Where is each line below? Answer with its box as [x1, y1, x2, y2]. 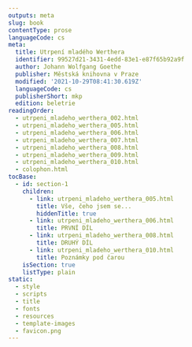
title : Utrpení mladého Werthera [15, 48, 125, 56]
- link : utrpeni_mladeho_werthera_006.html [28, 217, 175, 225]
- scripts [15, 290, 47, 298]
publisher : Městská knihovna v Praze [15, 70, 139, 78]
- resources [15, 312, 55, 320]
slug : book [8, 19, 44, 27]
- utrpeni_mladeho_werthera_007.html [15, 136, 139, 144]
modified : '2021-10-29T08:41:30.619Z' [15, 77, 143, 85]
